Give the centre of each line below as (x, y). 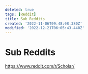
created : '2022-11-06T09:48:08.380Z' (44, 23)
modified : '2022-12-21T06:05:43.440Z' (45, 28)
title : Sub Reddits (25, 19)
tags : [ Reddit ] (21, 14)
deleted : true (20, 10)
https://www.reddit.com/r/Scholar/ (40, 66)
